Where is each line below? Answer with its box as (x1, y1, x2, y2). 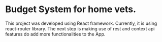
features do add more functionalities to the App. (5, 31, 106, 37)
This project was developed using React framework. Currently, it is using (5, 20, 157, 26)
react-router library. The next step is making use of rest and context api (5, 25, 155, 31)
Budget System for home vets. (5, 4, 136, 15)
